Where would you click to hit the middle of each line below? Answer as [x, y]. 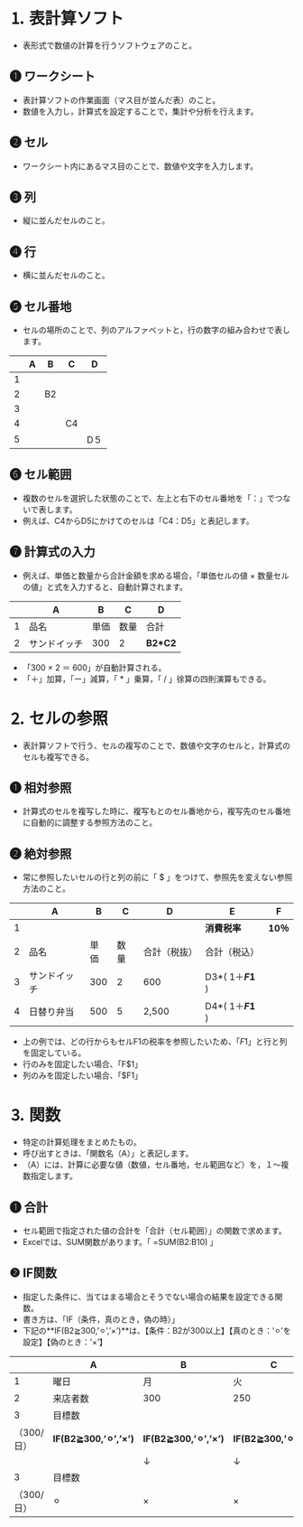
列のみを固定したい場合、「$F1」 [82, 1075]
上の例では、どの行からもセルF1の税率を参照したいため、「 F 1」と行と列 [155, 1042]
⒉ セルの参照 [59, 718]
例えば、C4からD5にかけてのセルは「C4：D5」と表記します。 [138, 520]
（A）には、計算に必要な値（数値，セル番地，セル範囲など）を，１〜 [151, 1165]
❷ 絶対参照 [41, 853]
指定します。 [54, 1176]
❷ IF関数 [33, 1274]
